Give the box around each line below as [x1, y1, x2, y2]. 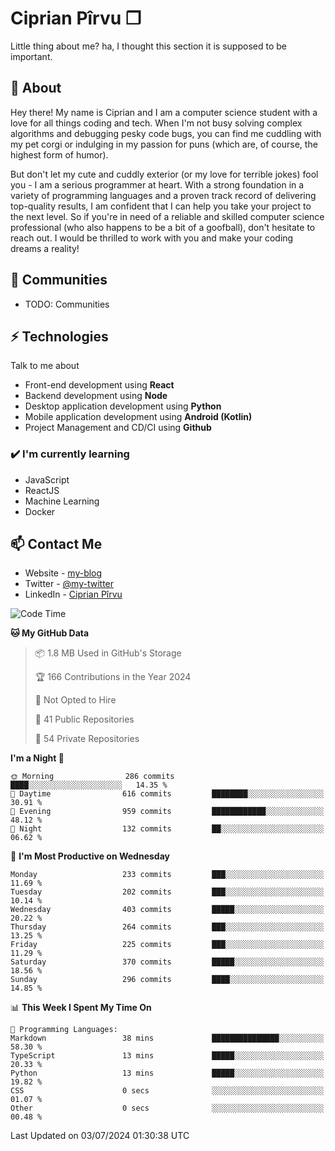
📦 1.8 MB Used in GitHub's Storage [34, 647, 182, 659]
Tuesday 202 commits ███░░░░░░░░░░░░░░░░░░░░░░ [10, 887, 325, 897]
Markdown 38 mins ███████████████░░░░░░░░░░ [10, 1033, 325, 1044]
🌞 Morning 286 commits [10, 772, 175, 782]
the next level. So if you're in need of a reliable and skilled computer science [10, 210, 325, 222]
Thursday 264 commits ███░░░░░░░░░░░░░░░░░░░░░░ [10, 922, 325, 932]
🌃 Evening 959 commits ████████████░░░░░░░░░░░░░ [10, 807, 325, 817]
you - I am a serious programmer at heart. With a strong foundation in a [10, 178, 305, 191]
